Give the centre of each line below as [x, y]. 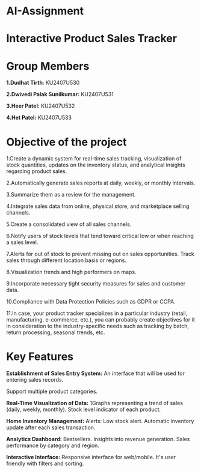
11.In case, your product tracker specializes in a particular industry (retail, [97, 313]
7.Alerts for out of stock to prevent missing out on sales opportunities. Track [100, 254]
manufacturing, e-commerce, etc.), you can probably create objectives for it [101, 320]
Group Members [48, 66]
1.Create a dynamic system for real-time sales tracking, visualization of [94, 159]
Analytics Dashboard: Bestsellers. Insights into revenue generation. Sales [98, 439]
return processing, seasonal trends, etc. [56, 332]
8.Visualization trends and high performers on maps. [71, 272]
